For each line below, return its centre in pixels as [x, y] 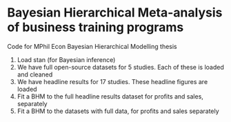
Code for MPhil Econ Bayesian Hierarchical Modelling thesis [92, 46]
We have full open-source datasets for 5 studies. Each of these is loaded [120, 67]
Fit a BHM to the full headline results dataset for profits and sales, [110, 96]
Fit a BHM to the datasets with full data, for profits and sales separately [118, 111]
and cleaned [35, 74]
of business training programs [96, 27]
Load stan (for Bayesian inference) [66, 59]
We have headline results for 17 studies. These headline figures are [112, 81]
